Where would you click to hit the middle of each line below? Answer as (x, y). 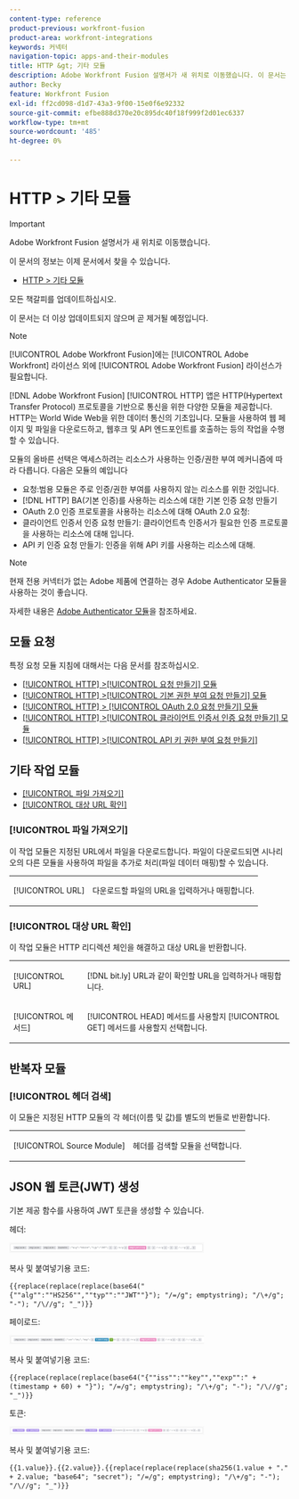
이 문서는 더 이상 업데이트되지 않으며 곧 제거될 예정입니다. (109, 317)
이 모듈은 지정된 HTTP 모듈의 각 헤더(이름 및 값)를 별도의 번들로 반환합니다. (140, 1117)
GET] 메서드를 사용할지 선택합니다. (147, 1028)
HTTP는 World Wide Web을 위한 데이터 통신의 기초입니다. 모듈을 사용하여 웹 (143, 417)
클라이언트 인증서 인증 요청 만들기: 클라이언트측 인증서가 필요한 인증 (140, 523)
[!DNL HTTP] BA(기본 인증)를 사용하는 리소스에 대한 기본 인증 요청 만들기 (149, 500)
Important (27, 224)
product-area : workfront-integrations (81, 37)
